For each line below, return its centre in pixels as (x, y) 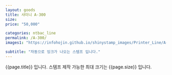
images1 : (15, 43)
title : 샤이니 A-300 (26, 15)
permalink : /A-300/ (26, 38)
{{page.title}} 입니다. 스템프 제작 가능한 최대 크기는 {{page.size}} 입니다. (79, 67)
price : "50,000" (23, 24)
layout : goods (20, 10)
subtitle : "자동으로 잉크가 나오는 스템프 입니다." (53, 52)
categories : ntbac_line (31, 33)
